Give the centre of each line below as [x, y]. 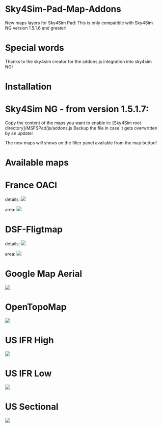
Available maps [37, 163]
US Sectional [32, 407]
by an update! [19, 133]
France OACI [31, 185]
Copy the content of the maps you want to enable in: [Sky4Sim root [73, 123]
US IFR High [29, 340]
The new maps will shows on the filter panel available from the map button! [81, 143]
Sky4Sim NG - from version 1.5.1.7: [77, 109]
